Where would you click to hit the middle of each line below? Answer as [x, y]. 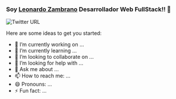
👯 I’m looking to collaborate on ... [54, 57]
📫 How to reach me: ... [42, 76]
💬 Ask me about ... [37, 69]
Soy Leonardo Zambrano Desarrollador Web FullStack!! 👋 [89, 9]
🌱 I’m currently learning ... [46, 51]
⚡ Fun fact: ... [30, 91]
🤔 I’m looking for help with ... [49, 63]
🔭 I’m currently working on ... [49, 45]
